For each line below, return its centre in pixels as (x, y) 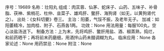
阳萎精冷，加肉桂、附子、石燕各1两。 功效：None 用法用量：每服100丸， (79, 25)
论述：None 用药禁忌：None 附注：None (51, 43)
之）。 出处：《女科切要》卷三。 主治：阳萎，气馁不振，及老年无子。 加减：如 (82, 19)
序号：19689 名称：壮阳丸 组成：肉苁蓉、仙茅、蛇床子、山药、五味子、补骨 (82, 7)
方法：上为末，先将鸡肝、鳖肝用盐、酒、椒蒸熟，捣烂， (101, 31)
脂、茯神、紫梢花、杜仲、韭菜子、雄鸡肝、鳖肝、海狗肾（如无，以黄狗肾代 (80, 13)
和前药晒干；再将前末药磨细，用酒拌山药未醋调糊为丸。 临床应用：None (78, 37)
